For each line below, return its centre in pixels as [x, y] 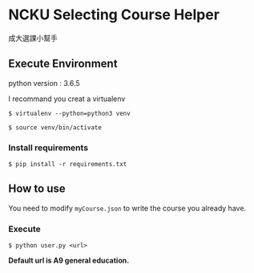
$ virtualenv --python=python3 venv [69, 113]
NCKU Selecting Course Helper [114, 15]
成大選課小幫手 [33, 38]
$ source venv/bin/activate [55, 127]
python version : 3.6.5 [44, 83]
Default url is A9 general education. [69, 261]
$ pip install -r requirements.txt [68, 165]
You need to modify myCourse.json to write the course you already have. [127, 208]
